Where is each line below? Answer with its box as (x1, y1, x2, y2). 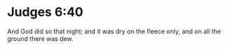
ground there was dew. (7, 34, 73, 42)
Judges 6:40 (7, 4, 84, 20)
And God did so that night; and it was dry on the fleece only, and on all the (7, 27, 222, 35)
